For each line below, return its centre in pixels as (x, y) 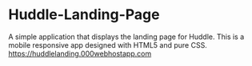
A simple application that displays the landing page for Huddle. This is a (126, 37)
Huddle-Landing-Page (84, 15)
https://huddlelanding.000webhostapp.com (80, 53)
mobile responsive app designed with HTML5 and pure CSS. (108, 45)
